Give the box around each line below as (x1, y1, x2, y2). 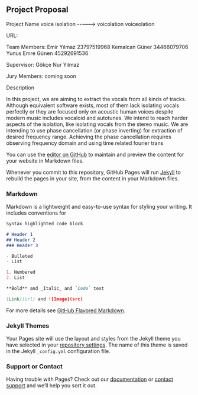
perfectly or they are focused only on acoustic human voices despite (6, 108, 174, 115)
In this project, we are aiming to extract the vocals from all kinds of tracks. (6, 95, 187, 102)
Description (6, 84, 34, 91)
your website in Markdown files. (6, 157, 84, 164)
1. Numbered (6, 269, 35, 276)
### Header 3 (6, 242, 38, 248)
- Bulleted (6, 253, 33, 259)
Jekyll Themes (6, 322, 50, 330)
